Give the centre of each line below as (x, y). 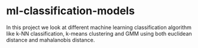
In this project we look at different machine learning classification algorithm (99, 27)
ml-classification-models (71, 11)
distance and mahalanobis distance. (51, 40)
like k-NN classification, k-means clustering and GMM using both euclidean (99, 33)
